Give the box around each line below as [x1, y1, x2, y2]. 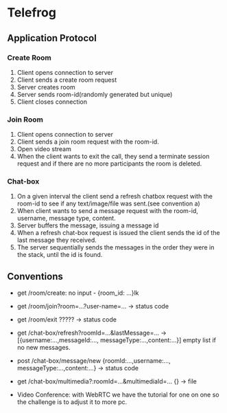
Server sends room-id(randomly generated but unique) [16, 90, 173, 98]
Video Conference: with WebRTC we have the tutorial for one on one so [16, 390, 219, 399]
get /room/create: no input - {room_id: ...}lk [16, 289, 139, 297]
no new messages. [16, 344, 71, 352]
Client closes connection [16, 98, 88, 106]
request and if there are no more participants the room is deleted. [16, 159, 202, 168]
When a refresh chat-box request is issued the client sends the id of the [16, 229, 221, 237]
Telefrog [7, 5, 57, 21]
